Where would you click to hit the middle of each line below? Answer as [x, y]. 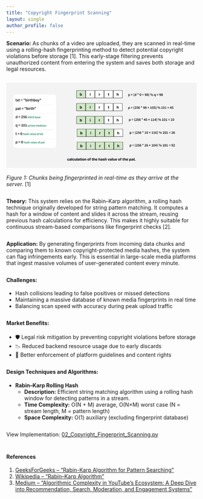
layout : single [25, 19]
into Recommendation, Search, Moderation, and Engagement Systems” [103, 489]
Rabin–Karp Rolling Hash [47, 385]
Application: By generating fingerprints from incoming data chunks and [96, 243]
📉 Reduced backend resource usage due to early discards [88, 346]
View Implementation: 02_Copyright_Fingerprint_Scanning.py [82, 434]
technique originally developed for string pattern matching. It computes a [97, 207]
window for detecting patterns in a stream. [77, 398]
